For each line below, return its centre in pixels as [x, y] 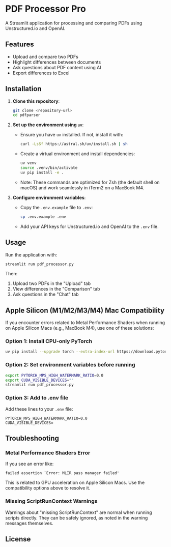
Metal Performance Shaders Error [48, 452]
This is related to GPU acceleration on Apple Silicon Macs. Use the [75, 483]
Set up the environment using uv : [48, 125]
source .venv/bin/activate [49, 168]
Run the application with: [31, 254]
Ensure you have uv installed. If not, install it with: [72, 135]
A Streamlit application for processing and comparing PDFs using [74, 23]
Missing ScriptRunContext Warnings [51, 501]
